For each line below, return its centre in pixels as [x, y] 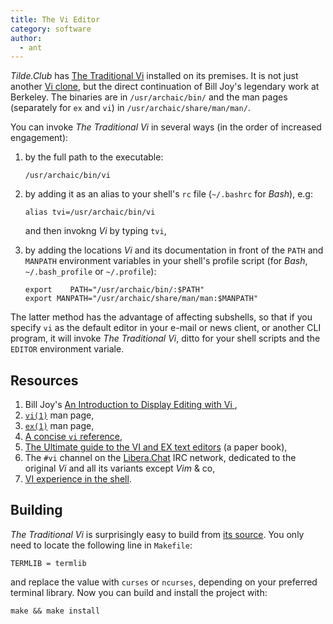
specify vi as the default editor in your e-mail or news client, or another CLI [166, 328]
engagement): [39, 138]
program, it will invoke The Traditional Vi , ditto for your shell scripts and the [165, 338]
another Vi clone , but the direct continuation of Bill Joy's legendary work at [165, 87]
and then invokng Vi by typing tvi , [95, 231]
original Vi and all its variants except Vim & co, [120, 468]
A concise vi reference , [73, 437]
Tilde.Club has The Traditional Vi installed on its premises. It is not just [154, 76]
